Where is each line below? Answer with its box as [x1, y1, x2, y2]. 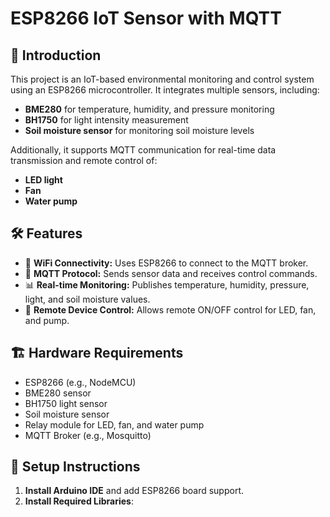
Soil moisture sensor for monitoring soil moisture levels [24, 125, 255, 136]
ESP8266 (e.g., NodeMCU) [24, 376, 137, 388]
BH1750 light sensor [24, 397, 108, 409]
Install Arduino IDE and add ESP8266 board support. [24, 485, 245, 497]
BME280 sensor [24, 387, 92, 399]
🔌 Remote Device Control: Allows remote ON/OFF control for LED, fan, [24, 303, 317, 316]
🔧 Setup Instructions [10, 458, 141, 476]
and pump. [24, 314, 70, 326]
